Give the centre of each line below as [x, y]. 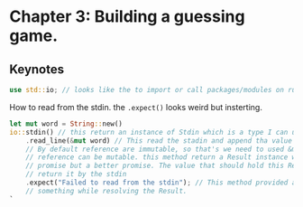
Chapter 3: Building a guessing [127, 17]
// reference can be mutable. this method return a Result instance [157, 157]
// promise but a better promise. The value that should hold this [155, 166]
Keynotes [37, 69]
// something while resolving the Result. [106, 191]
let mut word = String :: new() [66, 124]
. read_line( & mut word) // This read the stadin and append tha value [159, 141]
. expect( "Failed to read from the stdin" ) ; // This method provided [157, 183]
